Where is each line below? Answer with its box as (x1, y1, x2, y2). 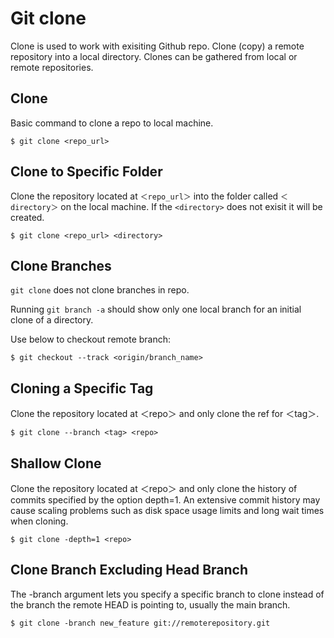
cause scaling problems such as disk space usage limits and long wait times (10, 505, 325, 516)
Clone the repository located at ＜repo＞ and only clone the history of (10, 483, 298, 494)
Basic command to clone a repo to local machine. (10, 117, 214, 129)
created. (10, 211, 45, 223)
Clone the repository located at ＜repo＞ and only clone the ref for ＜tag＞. (10, 408, 320, 420)
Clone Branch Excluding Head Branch (10, 562, 249, 579)
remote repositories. (10, 61, 94, 73)
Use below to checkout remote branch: (10, 333, 172, 346)
